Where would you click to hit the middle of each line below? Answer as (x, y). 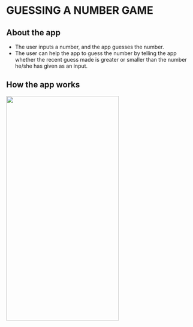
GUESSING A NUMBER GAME (80, 10)
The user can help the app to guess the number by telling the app (96, 53)
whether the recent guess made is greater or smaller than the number (101, 60)
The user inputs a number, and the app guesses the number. (90, 47)
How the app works (43, 85)
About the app (34, 33)
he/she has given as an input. (51, 66)
